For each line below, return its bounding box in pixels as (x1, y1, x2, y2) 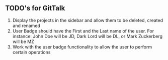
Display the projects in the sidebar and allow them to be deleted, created (12, 17, 163, 23)
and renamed (12, 22, 40, 28)
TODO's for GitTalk (5, 4, 65, 12)
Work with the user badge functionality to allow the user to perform (12, 43, 152, 49)
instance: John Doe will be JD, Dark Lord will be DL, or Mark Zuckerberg (12, 33, 162, 39)
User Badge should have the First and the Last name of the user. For (12, 27, 154, 34)
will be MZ (12, 38, 34, 44)
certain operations (12, 49, 51, 55)
